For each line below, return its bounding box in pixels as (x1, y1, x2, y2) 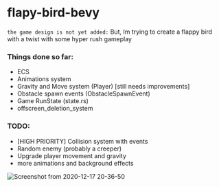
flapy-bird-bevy (7, 5, 100, 21)
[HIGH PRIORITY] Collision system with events (16, 137, 148, 145)
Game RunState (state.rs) (16, 97, 89, 105)
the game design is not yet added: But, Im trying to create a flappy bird (7, 27, 213, 36)
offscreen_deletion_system (16, 104, 93, 113)
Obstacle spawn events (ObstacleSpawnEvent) (16, 89, 151, 98)
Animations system (16, 75, 71, 83)
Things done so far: (7, 52, 74, 61)
